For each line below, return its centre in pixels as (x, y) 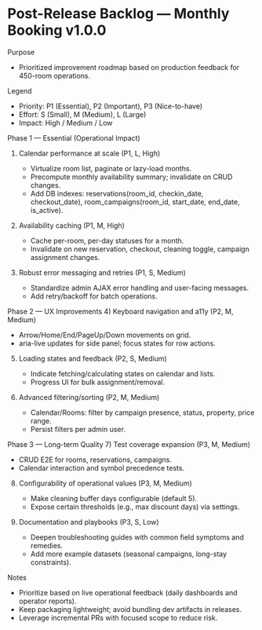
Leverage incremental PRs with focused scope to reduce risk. (118, 617)
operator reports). (47, 601)
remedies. (47, 545)
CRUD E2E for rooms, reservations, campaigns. (95, 460)
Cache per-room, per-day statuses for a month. (107, 240)
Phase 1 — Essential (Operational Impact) (74, 137)
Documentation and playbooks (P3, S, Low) (89, 522)
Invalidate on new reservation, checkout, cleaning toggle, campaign (140, 249)
